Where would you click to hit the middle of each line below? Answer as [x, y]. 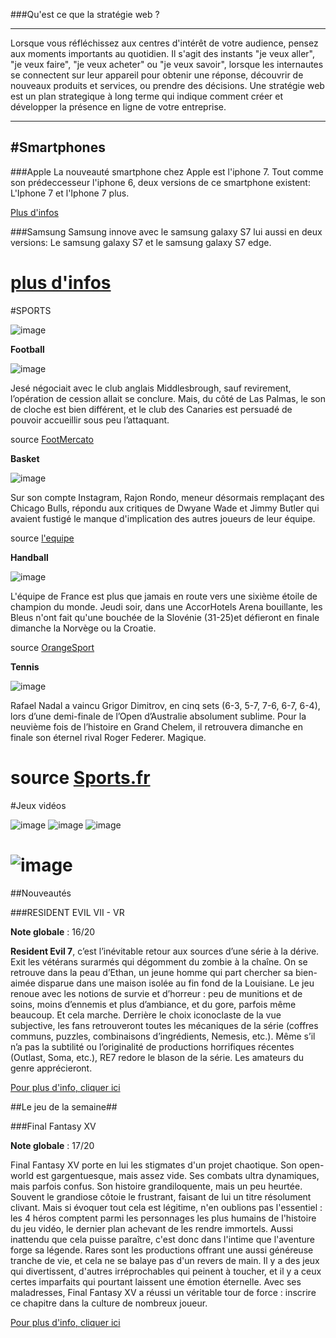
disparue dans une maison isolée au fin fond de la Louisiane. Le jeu [176, 983]
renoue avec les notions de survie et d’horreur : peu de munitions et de [156, 993]
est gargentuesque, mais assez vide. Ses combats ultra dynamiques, [177, 1175]
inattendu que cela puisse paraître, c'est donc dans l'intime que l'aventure [162, 1239]
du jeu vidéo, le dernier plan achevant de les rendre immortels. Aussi [152, 1228]
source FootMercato [52, 439]
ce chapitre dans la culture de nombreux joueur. [109, 1303]
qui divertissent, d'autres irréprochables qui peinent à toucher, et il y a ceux [166, 1271]
